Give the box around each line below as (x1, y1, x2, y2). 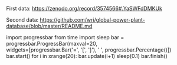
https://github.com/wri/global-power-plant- (40, 16, 146, 23)
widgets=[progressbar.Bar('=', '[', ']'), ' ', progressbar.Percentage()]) (6, 46, 172, 53)
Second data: (6, 16, 39, 23)
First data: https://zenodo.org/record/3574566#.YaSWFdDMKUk (6, 5, 162, 12)
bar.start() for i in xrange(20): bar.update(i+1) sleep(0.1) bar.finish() (6, 53, 168, 59)
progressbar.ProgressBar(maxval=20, (6, 40, 98, 47)
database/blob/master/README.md (6, 23, 93, 29)
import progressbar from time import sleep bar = (6, 34, 124, 40)
